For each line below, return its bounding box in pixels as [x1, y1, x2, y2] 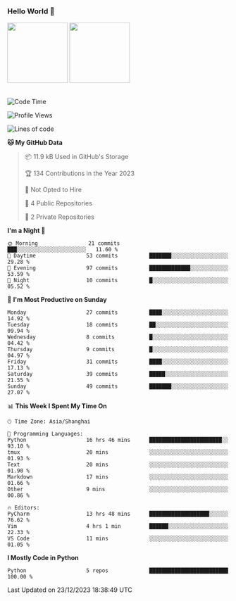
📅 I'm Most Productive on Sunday [7, 296, 107, 304]
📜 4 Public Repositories [24, 199, 93, 208]
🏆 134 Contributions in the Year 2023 [24, 169, 135, 178]
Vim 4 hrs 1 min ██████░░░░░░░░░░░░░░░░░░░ [7, 523, 229, 530]
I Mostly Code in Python [7, 554, 79, 562]
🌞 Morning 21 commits [7, 240, 120, 247]
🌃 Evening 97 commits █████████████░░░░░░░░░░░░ [7, 265, 229, 272]
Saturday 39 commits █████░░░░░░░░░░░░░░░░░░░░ [7, 371, 229, 378]
